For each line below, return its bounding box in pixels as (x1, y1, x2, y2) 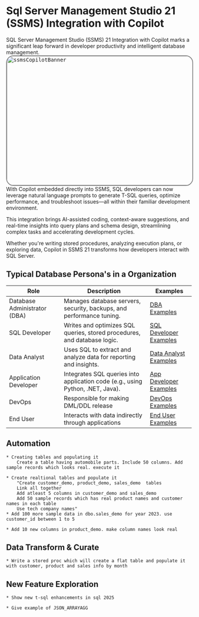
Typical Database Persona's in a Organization (6, 270, 177, 280)
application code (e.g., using (64, 377, 142, 385)
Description (87, 287, 121, 295)
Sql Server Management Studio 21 (6, 4, 175, 18)
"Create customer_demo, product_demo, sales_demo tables (16, 480, 162, 486)
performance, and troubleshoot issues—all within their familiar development (6, 198, 190, 205)
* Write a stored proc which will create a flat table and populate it (6, 558, 185, 564)
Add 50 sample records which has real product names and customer (16, 495, 183, 501)
